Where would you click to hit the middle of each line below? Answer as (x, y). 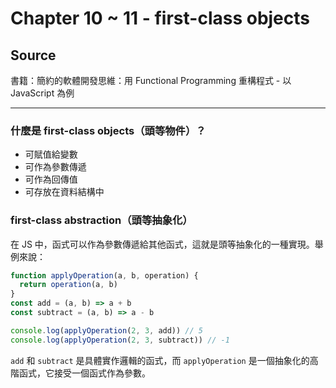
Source (33, 55)
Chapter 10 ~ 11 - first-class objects (160, 18)
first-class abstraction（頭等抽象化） (101, 220)
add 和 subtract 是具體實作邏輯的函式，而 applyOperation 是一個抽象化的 (160, 360)
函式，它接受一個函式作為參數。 (84, 373)
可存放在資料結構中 (64, 192)
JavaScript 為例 (42, 93)
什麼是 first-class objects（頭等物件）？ (108, 130)
